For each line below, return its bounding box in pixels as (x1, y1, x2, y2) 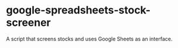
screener (6, 16, 51, 29)
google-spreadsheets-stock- (6, 4, 151, 17)
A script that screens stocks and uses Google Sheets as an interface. (6, 35, 173, 42)
